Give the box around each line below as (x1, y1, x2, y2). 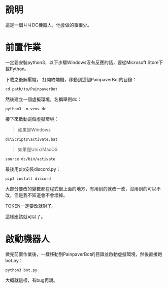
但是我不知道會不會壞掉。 (14, 192, 68, 198)
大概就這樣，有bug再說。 (5, 277, 58, 283)
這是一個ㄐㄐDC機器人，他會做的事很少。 (5, 22, 92, 28)
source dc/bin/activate (5, 156, 56, 162)
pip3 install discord (5, 176, 51, 181)
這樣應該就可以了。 (5, 213, 46, 219)
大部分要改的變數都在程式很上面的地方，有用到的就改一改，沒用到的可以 (5, 185, 156, 191)
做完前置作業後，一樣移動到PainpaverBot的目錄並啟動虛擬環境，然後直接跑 (5, 251, 162, 257)
